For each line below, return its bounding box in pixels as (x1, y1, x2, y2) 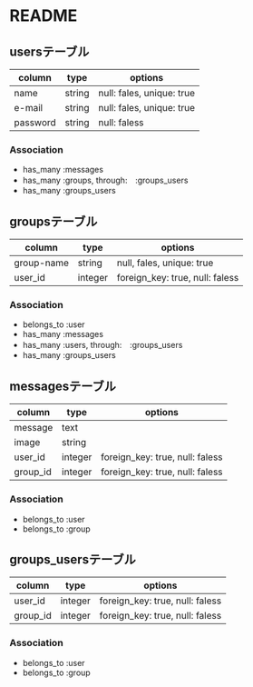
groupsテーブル (9, 214, 98, 229)
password (14, 116, 56, 128)
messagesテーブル (9, 378, 116, 393)
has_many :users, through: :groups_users (22, 340, 183, 351)
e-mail (14, 102, 44, 114)
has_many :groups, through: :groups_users (22, 174, 189, 186)
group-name (14, 256, 70, 269)
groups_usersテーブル (9, 552, 136, 567)
